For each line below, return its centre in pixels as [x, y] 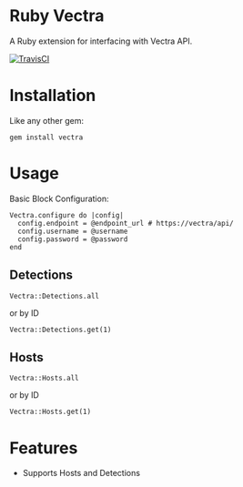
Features [44, 448]
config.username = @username [73, 231]
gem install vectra [46, 137]
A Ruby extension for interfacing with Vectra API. [101, 41]
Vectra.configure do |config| [67, 215]
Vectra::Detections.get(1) [61, 330]
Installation [53, 96]
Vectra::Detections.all [55, 296]
